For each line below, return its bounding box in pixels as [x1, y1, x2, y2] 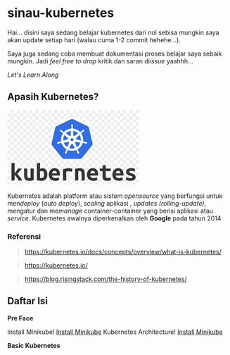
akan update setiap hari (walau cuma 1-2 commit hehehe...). [7, 35, 181, 44]
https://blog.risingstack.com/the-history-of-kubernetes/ [24, 275, 187, 283]
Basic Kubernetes [7, 341, 61, 349]
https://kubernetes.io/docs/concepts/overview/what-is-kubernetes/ [24, 248, 222, 256]
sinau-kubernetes [7, 5, 115, 21]
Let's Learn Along [7, 70, 59, 79]
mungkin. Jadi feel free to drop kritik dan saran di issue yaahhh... [7, 56, 193, 65]
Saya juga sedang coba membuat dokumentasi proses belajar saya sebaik [7, 49, 222, 58]
